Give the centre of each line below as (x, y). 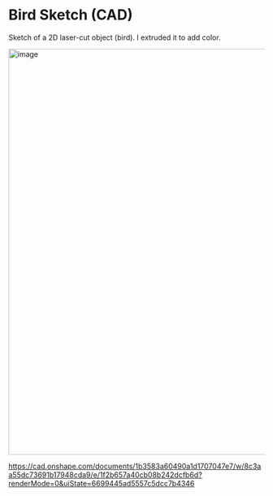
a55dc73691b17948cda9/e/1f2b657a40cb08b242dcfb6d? (106, 474)
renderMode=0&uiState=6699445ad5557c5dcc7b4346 (102, 483)
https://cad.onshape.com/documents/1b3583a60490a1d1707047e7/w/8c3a (135, 466)
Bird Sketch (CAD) (71, 15)
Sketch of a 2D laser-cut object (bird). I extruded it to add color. (115, 37)
